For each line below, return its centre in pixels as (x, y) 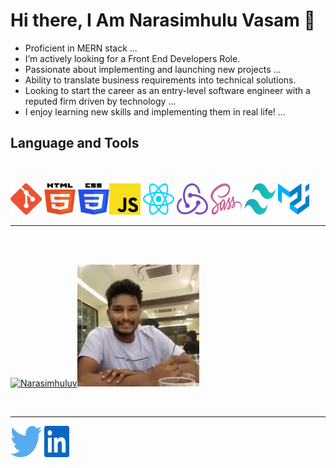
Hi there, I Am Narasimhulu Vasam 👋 (163, 20)
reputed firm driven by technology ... (100, 101)
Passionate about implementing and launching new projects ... (153, 69)
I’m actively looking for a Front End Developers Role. (132, 58)
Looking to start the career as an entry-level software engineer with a (167, 90)
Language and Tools (75, 143)
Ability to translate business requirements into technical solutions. (160, 80)
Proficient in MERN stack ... (81, 48)
